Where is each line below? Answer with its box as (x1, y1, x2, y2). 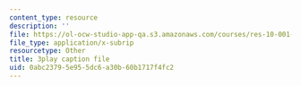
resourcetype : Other (9, 47, 87, 56)
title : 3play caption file (9, 55, 110, 64)
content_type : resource (9, 13, 99, 22)
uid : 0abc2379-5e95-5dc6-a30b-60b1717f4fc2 (9, 64, 175, 73)
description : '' (9, 21, 70, 30)
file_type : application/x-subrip (9, 38, 134, 47)
